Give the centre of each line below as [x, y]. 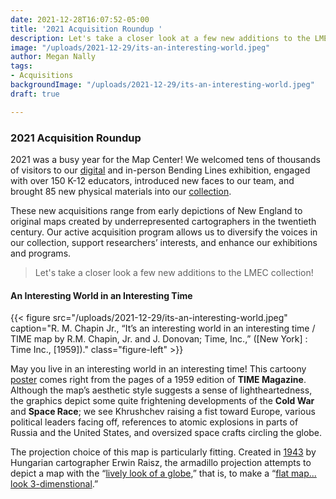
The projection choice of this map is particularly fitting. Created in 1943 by [163, 452]
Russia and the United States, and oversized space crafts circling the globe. [166, 433]
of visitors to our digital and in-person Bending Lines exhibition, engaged [160, 170]
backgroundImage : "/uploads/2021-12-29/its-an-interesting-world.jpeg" [162, 85]
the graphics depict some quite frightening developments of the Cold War [162, 401]
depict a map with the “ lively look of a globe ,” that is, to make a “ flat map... [163, 473]
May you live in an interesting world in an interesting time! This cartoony [158, 369]
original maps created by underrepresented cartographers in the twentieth [163, 221]
